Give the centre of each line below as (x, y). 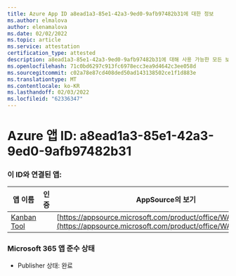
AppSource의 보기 (166, 200)
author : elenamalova (38, 27)
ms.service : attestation (44, 46)
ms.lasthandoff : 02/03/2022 (48, 92)
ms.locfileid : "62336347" (45, 99)
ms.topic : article (34, 40)
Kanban (24, 218)
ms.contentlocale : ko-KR (44, 86)
